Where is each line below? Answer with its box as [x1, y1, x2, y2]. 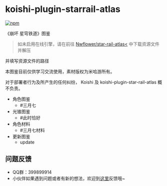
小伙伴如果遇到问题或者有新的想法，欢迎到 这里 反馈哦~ [12, 175, 125, 181]
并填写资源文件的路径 [5, 57, 49, 63]
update [19, 139, 35, 145]
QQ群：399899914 [12, 169, 52, 175]
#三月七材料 [19, 127, 45, 133]
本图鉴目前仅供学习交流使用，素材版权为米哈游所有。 [5, 68, 115, 74]
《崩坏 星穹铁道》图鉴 [5, 30, 50, 36]
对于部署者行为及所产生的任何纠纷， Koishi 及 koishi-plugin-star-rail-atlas [5, 79, 156, 85]
